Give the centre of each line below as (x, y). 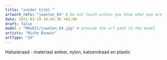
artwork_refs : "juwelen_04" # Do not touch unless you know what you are (84, 14)
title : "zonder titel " (30, 10)
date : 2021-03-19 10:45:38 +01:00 (41, 19)
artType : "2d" (20, 38)
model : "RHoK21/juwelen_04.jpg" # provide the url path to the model (80, 28)
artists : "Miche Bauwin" (31, 33)
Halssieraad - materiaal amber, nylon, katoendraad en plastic (68, 52)
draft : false (19, 24)
